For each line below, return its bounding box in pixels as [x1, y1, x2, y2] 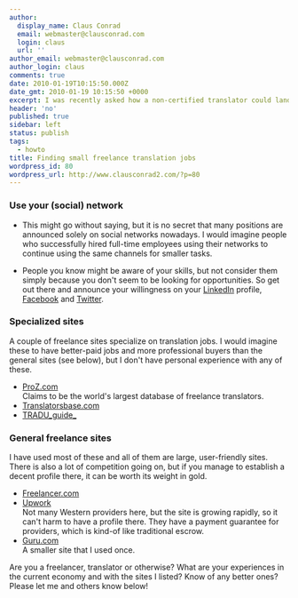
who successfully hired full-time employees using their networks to [21, 238, 269, 249]
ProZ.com [21, 381, 59, 392]
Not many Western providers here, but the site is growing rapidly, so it [21, 507, 278, 518]
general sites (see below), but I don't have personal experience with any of [9, 355, 283, 365]
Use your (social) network [9, 199, 124, 211]
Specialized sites [9, 315, 84, 328]
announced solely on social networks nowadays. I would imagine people [21, 228, 287, 240]
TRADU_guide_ [21, 410, 77, 420]
